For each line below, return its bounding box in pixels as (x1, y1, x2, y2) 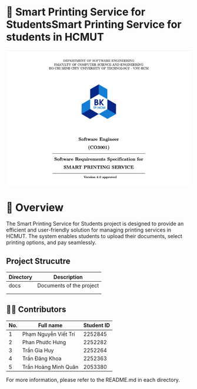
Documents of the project (37, 282, 99, 289)
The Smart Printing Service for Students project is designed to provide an (6, 220, 184, 228)
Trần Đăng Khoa (22, 355, 62, 362)
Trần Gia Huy (22, 347, 54, 354)
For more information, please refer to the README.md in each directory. (6, 377, 181, 383)
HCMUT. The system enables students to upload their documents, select (6, 233, 182, 240)
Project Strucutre (6, 256, 71, 266)
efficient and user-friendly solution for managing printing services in (6, 226, 172, 233)
